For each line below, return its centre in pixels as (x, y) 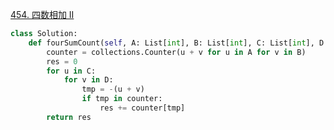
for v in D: (88, 80)
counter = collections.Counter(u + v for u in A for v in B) (176, 52)
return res (69, 117)
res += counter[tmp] (142, 108)
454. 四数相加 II (42, 14)
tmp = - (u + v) (113, 89)
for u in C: (71, 71)
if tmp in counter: (122, 99)
